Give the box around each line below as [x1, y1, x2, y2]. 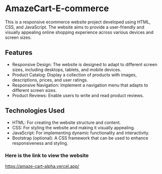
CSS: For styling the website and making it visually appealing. [12, 124, 135, 130]
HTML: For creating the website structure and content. [12, 120, 121, 125]
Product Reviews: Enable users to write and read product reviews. [12, 92, 144, 98]
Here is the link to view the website [5, 152, 89, 159]
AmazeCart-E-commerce [5, 3, 109, 14]
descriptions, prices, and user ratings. [12, 77, 88, 83]
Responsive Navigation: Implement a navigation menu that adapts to [12, 82, 148, 88]
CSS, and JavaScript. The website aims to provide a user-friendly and [5, 24, 145, 30]
